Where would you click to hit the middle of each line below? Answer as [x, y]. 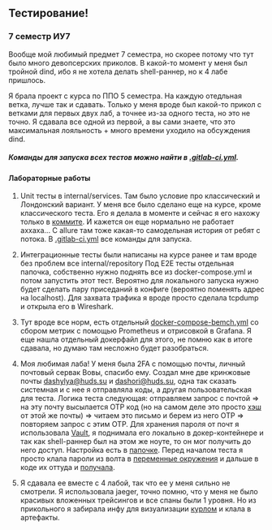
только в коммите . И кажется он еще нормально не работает [127, 222]
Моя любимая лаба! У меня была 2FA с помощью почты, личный [133, 364]
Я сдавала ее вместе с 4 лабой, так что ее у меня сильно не [125, 483]
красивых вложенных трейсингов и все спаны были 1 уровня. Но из [138, 500]
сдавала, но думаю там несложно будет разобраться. [114, 348]
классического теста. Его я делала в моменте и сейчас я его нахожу [140, 213]
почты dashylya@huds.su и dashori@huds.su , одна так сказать [128, 381]
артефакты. [40, 518]
